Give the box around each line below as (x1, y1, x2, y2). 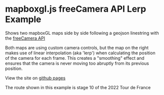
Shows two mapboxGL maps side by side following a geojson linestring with (5, 30, 159, 36)
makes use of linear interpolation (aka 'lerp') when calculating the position (5, 50, 156, 56)
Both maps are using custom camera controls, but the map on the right (5, 45, 149, 50)
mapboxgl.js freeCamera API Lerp (5, 3, 146, 15)
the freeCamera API (5, 35, 45, 41)
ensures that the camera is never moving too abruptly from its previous (5, 60, 149, 66)
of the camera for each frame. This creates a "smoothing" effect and (5, 55, 144, 61)
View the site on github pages (5, 75, 66, 81)
